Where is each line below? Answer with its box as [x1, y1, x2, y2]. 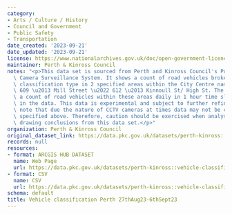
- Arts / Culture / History [7, 17, 88, 23]
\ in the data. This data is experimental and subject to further [13, 100, 209, 107]
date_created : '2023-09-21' [7, 42, 88, 49]
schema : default [7, 190, 54, 197]
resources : [7, 145, 39, 152]
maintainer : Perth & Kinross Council [7, 61, 116, 68]
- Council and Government [7, 23, 81, 30]
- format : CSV [7, 171, 48, 177]
